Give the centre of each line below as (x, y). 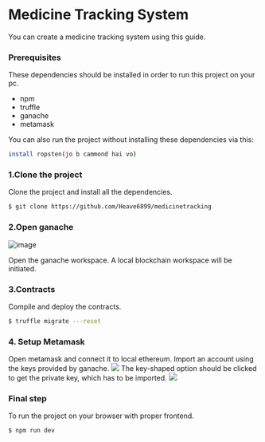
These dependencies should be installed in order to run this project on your (132, 75)
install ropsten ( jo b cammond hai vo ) (72, 154)
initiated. (23, 268)
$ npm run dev (32, 431)
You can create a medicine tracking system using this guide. (107, 37)
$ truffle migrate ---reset (55, 321)
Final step (28, 398)
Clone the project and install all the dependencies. (90, 192)
